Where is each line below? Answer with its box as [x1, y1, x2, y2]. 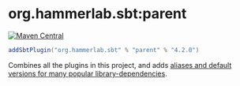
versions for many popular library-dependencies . [8, 69, 167, 78]
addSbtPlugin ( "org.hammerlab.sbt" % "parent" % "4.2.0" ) [8, 46, 200, 54]
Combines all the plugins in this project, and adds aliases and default [8, 60, 232, 69]
